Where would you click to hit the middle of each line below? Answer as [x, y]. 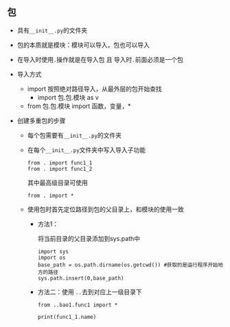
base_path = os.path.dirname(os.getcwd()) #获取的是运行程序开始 [128, 265]
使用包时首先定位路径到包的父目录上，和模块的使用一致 [105, 209]
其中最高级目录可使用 [57, 182]
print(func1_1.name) [67, 317]
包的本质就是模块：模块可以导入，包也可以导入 [83, 45]
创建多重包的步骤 [41, 120]
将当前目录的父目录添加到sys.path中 [89, 238]
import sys [53, 251]
